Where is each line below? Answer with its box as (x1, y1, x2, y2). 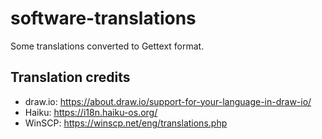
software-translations (10, 7, 197, 30)
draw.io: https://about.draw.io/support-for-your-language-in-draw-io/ (24, 95, 312, 107)
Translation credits (10, 69, 131, 86)
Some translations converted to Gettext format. (10, 40, 205, 52)
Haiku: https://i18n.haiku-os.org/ (24, 106, 158, 118)
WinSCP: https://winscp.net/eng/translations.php (24, 117, 228, 129)
